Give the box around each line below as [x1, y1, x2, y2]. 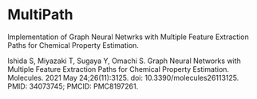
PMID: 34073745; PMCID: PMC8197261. [7, 81, 139, 91]
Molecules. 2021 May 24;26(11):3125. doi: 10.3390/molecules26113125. [7, 73, 239, 82]
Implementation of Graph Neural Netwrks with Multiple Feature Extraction [7, 32, 249, 42]
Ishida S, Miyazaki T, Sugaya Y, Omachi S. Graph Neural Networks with [7, 56, 241, 65]
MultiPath [7, 6, 73, 24]
